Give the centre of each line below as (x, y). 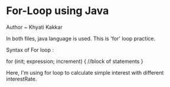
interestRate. (22, 79)
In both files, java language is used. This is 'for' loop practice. (81, 38)
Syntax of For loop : (30, 50)
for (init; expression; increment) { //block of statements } (75, 61)
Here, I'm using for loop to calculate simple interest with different (85, 72)
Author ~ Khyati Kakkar (35, 27)
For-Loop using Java (58, 11)
